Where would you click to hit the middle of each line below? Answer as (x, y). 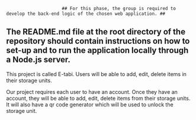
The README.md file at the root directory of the (96, 32)
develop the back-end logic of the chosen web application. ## (86, 14)
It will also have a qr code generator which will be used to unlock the (90, 105)
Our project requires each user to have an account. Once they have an (92, 91)
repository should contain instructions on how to (98, 41)
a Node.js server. (38, 60)
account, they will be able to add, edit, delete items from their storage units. (98, 98)
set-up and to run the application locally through (97, 50)
